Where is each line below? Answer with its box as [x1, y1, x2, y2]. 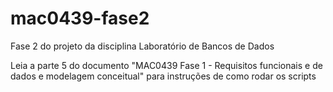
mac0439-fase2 [10, 7, 150, 30]
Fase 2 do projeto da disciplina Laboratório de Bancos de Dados [10, 40, 275, 52]
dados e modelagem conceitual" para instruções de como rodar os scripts [10, 70, 317, 82]
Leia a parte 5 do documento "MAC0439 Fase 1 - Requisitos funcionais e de [10, 59, 323, 71]
